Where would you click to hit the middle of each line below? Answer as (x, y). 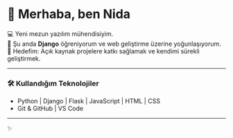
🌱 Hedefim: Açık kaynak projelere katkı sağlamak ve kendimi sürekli (103, 51)
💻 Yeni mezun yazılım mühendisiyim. (60, 33)
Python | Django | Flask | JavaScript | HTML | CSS (89, 101)
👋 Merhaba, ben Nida (69, 14)
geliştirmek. (24, 58)
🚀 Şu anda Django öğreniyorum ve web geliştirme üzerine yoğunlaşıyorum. (114, 44)
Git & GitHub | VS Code (50, 109)
